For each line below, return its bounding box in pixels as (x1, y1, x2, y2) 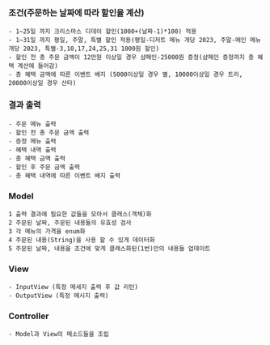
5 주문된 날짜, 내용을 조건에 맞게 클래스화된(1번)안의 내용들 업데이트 (8, 245, 211, 253)
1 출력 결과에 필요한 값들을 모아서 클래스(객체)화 (8, 210, 152, 218)
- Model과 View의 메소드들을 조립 (8, 330, 109, 339)
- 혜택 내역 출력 (8, 146, 57, 154)
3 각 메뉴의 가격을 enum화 (8, 227, 86, 236)
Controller (8, 310, 49, 322)
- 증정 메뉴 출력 (8, 137, 57, 145)
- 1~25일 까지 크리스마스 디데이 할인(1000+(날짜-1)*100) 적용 (8, 28, 197, 36)
